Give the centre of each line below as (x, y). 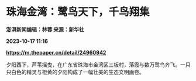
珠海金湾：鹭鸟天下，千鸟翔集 (78, 12)
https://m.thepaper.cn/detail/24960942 (56, 52)
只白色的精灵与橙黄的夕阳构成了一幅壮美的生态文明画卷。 (75, 72)
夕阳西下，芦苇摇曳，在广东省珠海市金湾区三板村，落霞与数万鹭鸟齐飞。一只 (98, 65)
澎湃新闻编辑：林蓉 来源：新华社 (45, 29)
